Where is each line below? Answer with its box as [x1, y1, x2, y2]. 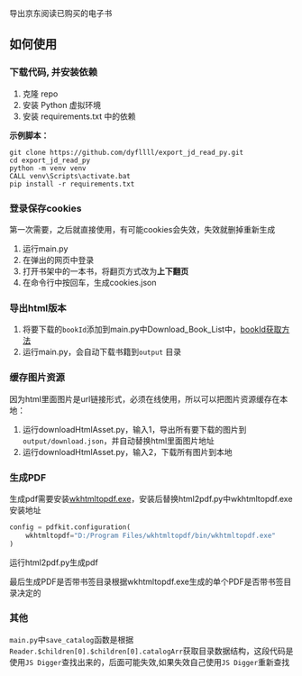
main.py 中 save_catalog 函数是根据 [9, 634, 134, 644]
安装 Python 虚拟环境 [22, 99, 102, 110]
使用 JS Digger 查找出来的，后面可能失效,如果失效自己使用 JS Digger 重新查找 [9, 656, 290, 667]
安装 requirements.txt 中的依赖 [22, 111, 136, 122]
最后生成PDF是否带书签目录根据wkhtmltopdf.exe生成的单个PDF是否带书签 [9, 576, 284, 587]
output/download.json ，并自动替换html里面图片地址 [22, 435, 215, 446]
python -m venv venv [9, 163, 87, 173]
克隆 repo [22, 88, 59, 99]
